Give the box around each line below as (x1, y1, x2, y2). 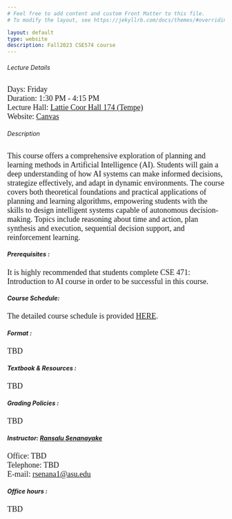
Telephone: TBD (7, 460, 59, 470)
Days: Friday (7, 84, 48, 94)
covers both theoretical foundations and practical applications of (7, 187, 207, 197)
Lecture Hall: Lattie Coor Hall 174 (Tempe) (7, 103, 144, 113)
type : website (7, 35, 48, 42)
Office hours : (7, 487, 48, 495)
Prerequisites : (7, 250, 50, 258)
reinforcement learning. (7, 232, 81, 242)
